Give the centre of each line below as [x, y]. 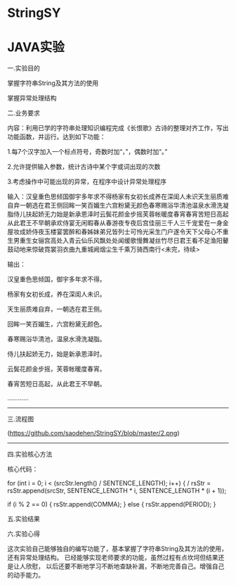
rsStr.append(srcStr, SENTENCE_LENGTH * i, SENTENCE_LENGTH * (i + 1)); [117, 491]
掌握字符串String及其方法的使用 [53, 83]
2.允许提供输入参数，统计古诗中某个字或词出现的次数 [84, 167]
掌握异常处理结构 [32, 98]
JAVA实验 [36, 47]
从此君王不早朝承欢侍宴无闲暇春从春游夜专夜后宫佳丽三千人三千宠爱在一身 [115, 223]
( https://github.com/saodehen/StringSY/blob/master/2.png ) [93, 433]
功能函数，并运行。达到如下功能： [57, 137]
